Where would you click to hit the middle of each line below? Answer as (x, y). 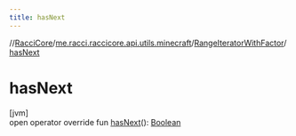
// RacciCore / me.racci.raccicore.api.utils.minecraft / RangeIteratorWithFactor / (148, 43)
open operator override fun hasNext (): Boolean (95, 122)
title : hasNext (37, 17)
